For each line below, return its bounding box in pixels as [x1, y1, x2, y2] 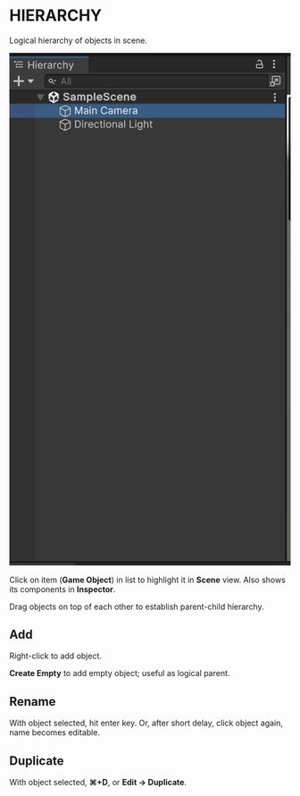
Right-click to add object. [9, 650, 103, 662]
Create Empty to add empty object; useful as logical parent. [9, 668, 230, 679]
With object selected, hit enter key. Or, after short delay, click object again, [9, 717, 284, 729]
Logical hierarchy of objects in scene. [9, 35, 147, 46]
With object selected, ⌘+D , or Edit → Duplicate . [9, 777, 187, 788]
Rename [9, 694, 56, 709]
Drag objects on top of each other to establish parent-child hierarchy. [9, 601, 265, 612]
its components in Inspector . [9, 583, 116, 595]
